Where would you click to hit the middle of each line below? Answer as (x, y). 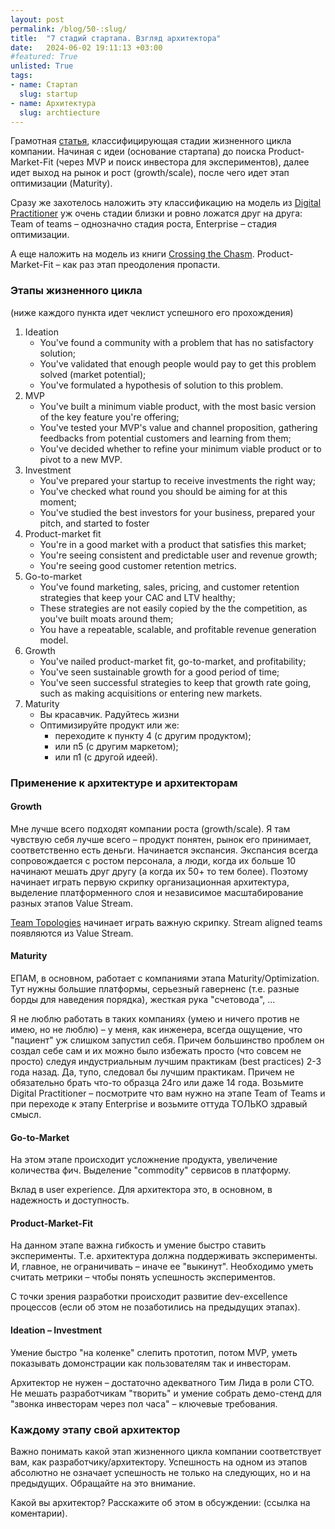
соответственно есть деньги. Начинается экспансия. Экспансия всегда (164, 850)
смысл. (26, 1114)
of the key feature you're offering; (109, 417)
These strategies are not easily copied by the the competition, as (173, 608)
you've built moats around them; (106, 618)
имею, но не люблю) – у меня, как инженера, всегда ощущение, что (156, 1029)
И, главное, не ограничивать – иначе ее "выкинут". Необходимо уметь (162, 1267)
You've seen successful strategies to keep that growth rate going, (175, 682)
